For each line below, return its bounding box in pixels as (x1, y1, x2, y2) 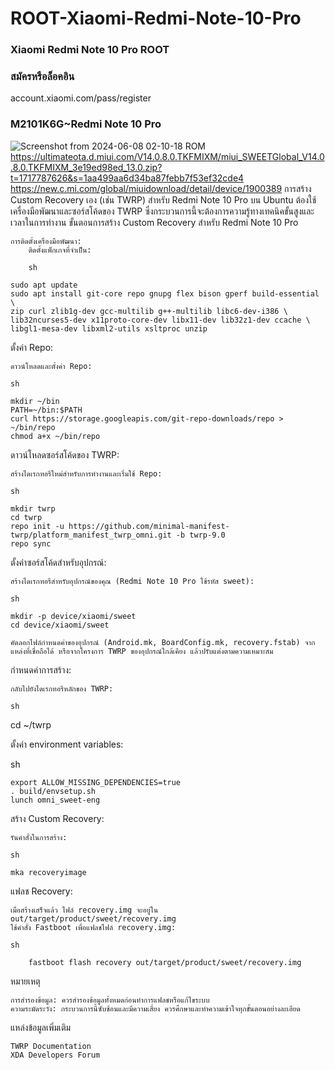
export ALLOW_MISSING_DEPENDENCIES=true (10, 777, 182, 787)
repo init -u (10, 521, 65, 531)
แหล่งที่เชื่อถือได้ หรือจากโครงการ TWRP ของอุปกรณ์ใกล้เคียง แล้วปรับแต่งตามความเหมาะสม (10, 646, 274, 656)
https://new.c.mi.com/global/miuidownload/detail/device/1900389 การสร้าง (10, 182, 312, 194)
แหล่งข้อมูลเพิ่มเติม (10, 1021, 72, 1033)
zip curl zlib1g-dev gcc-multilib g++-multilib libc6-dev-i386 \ (10, 306, 288, 316)
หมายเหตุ (10, 975, 41, 987)
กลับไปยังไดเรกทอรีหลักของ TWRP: (10, 683, 114, 694)
